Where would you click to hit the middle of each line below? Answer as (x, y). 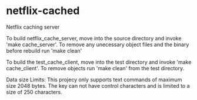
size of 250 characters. (34, 92)
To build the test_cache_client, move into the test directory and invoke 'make (99, 62)
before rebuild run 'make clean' (44, 50)
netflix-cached (43, 11)
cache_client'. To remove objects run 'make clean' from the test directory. (95, 68)
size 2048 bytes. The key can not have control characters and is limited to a (98, 85)
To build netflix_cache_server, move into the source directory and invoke (94, 38)
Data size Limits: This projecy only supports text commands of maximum (94, 80)
